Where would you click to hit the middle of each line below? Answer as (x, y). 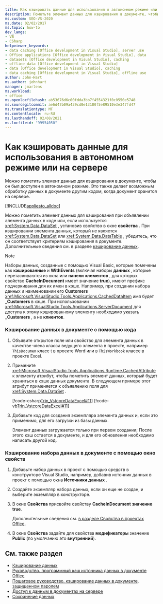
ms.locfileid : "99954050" (31, 123)
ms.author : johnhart (26, 82)
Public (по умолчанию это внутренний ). (54, 538)
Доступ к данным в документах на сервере (57, 591)
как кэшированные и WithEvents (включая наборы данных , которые (78, 270)
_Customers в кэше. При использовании (47, 302)
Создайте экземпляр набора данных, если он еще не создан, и (78, 490)
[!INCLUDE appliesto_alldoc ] (33, 206)
